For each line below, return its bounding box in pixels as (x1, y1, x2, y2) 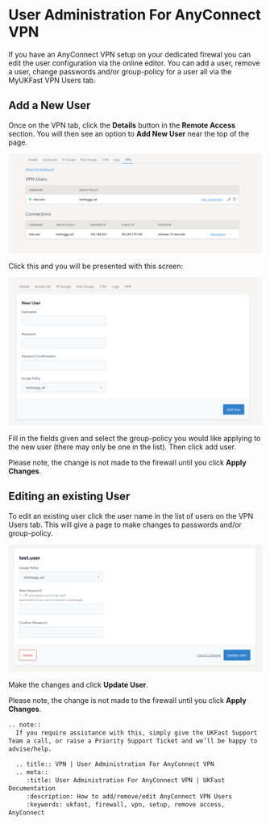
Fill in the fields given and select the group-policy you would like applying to (8, 433, 261, 443)
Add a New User (8, 99, 91, 112)
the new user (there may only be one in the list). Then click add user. (8, 442, 236, 452)
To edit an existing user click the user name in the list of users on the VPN (8, 511, 254, 520)
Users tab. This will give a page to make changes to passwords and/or (8, 520, 242, 529)
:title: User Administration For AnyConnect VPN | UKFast (26, 777, 226, 785)
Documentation (8, 785, 56, 793)
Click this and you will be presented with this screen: (8, 261, 184, 271)
